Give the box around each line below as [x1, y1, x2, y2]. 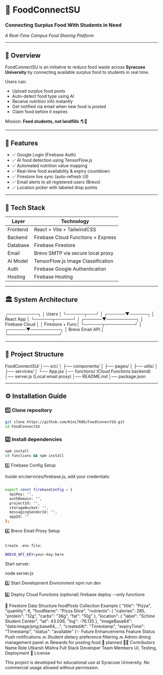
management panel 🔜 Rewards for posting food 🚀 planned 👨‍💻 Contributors [5, 639, 155, 645]
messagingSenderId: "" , [9, 510, 57, 515]
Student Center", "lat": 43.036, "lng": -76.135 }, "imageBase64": [5, 618, 132, 624]
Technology [61, 218, 89, 225]
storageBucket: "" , [9, 505, 49, 510]
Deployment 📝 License [5, 650, 50, 656]
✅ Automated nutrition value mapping [12, 163, 88, 169]
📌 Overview [5, 51, 41, 60]
